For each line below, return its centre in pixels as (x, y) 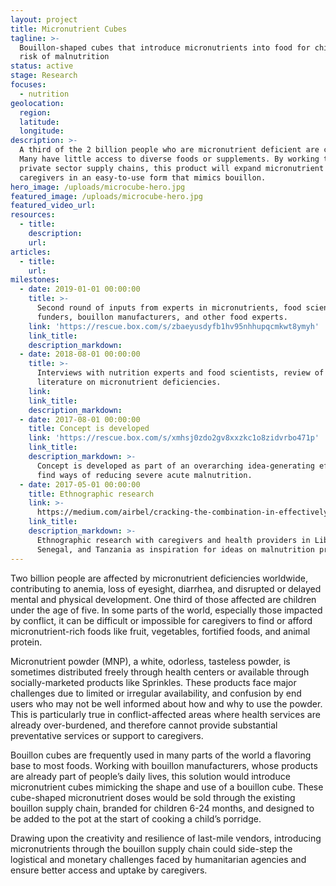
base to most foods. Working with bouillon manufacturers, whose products (164, 765)
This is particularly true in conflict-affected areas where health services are (165, 714)
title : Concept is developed (89, 429)
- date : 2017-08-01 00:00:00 (80, 419)
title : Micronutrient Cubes (69, 29)
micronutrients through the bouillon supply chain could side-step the (151, 848)
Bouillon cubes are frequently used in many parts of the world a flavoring (161, 755)
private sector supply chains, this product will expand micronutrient (172, 168)
